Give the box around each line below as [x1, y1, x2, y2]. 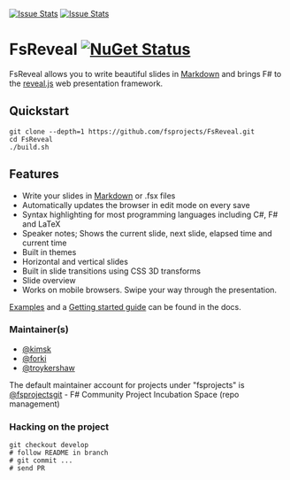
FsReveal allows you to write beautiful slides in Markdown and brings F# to [9, 68, 282, 79]
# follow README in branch [9, 448, 109, 458]
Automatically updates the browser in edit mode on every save [21, 199, 250, 210]
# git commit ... [9, 456, 73, 465]
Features [9, 166, 59, 182]
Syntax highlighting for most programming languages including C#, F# [21, 209, 279, 220]
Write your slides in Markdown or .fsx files [21, 190, 176, 201]
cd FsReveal [9, 135, 53, 143]
